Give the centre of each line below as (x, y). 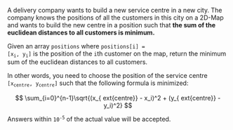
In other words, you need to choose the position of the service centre (108, 76)
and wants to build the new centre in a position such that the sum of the (112, 25)
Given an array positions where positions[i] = (76, 46)
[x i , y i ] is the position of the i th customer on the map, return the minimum (117, 54)
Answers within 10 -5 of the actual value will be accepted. (89, 119)
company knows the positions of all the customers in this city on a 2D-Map (116, 18)
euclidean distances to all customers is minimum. (81, 32)
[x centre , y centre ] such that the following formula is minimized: (98, 84)
